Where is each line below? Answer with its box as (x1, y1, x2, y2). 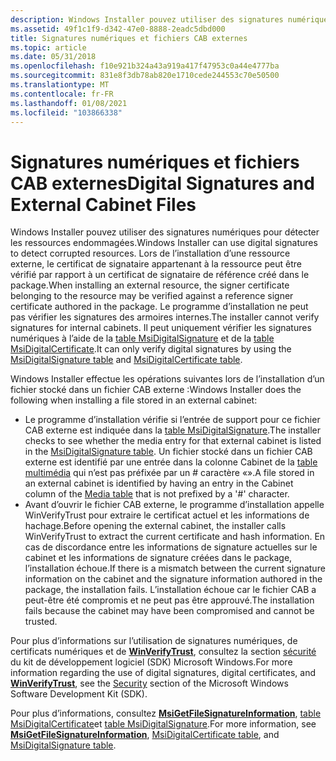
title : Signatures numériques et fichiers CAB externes (10, 33, 248, 43)
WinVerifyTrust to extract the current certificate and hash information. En (24, 531, 326, 543)
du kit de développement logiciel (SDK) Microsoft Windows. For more (10, 656, 293, 668)
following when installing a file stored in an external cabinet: (10, 394, 258, 406)
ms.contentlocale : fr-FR (10, 89, 114, 99)
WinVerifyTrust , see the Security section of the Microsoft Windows (10, 677, 289, 690)
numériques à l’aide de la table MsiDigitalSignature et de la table (10, 332, 275, 345)
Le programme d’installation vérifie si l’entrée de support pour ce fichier (24, 414, 321, 426)
